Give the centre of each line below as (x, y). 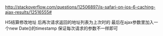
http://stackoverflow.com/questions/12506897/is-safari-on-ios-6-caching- (80, 7)
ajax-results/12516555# (29, 12)
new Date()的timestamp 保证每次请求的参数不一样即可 (63, 28)
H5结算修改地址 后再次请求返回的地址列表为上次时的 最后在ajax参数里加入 (80, 22)
